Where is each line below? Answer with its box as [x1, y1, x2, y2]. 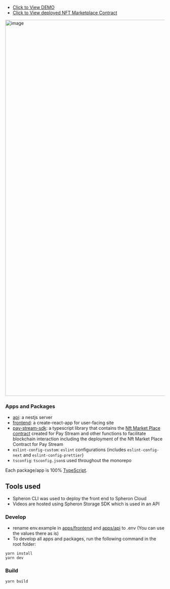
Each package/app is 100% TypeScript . [5, 467, 88, 473]
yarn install [5, 551, 33, 556]
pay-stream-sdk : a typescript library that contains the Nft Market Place [12, 425, 161, 431]
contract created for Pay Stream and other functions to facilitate [12, 431, 146, 437]
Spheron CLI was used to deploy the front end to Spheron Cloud [12, 496, 147, 502]
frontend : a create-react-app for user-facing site [12, 420, 114, 426]
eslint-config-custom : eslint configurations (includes [12, 446, 126, 453]
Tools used [5, 482, 41, 491]
